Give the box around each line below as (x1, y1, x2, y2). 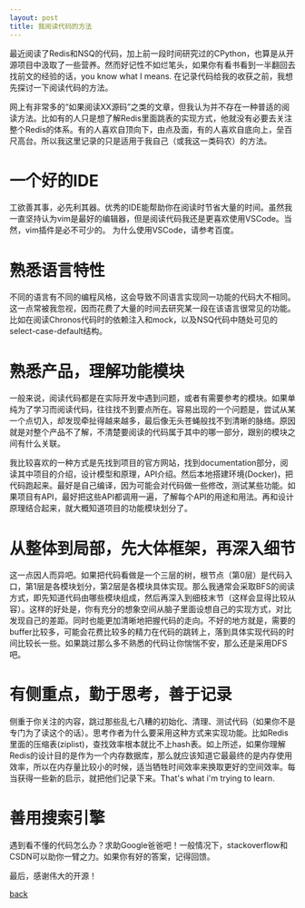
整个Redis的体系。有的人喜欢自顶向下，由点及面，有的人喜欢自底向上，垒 (9, 123, 285, 134)
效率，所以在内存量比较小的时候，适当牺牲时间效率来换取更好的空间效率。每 (9, 762, 296, 773)
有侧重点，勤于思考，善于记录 (9, 685, 233, 705)
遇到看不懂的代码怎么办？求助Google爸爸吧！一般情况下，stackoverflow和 (9, 840, 289, 851)
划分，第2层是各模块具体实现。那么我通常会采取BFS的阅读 (75, 581, 295, 592)
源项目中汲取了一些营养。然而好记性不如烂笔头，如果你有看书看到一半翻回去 (9, 59, 296, 70)
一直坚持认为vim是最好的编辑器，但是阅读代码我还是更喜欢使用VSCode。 (9, 213, 284, 224)
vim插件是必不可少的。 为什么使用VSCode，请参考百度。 (25, 224, 239, 236)
